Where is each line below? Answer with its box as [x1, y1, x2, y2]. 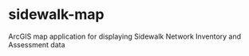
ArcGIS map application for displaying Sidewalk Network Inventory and [8, 32, 242, 41]
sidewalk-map [8, 6, 105, 24]
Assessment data [8, 39, 65, 49]
